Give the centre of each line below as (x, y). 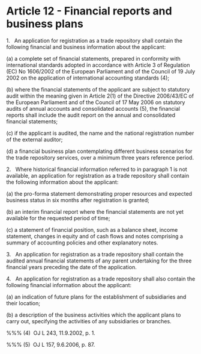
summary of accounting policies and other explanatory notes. (82, 243)
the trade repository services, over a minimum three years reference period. (100, 157)
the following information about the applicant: (62, 182)
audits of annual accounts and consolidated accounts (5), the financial (93, 108)
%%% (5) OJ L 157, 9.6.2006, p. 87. (51, 344)
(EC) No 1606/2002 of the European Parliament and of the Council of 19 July (101, 71)
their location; (23, 303)
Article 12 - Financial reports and (89, 11)
